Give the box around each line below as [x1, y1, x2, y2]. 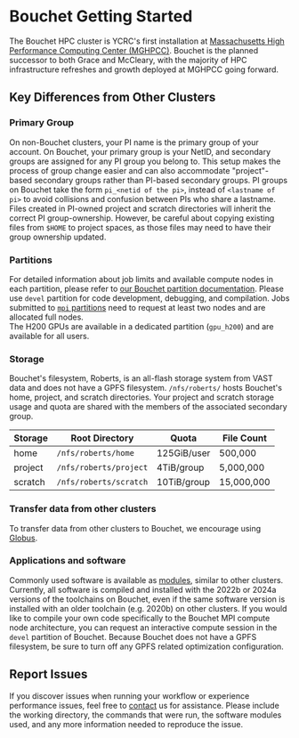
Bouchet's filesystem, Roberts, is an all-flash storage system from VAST [9, 373, 273, 384]
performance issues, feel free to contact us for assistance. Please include [9, 700, 280, 710]
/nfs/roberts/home [56, 448, 135, 458]
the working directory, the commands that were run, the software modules [9, 710, 282, 720]
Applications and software [9, 555, 126, 567]
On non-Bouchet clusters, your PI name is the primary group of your [9, 136, 260, 148]
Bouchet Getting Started [9, 6, 193, 27]
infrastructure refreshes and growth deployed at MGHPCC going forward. [9, 64, 279, 75]
